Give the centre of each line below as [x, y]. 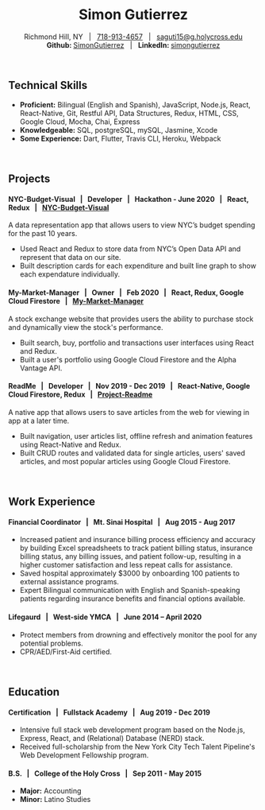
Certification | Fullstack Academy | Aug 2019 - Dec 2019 [109, 712]
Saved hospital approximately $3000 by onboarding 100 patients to [130, 573]
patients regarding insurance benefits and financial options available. [132, 599]
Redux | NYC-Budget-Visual [59, 207]
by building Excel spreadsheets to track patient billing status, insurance [136, 548]
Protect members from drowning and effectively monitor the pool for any [138, 634]
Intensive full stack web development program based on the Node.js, [132, 730]
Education [34, 692]
